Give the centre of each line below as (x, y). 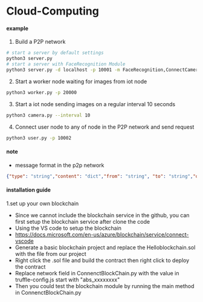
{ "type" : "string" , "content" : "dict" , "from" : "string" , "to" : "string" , (100, 176)
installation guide (29, 190)
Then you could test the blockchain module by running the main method (105, 286)
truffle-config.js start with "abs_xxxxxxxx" (67, 280)
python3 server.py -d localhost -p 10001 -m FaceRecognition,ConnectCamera (104, 70)
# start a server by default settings (55, 53)
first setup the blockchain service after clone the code (82, 221)
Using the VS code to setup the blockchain (68, 228)
